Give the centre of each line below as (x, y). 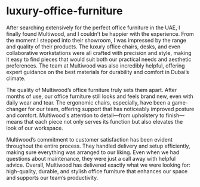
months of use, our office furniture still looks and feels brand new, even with (100, 96)
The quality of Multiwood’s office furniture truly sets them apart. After (92, 90)
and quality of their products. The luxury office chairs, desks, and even (93, 47)
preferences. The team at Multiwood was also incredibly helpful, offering (96, 65)
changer (16, 109)
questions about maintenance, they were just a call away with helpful (91, 158)
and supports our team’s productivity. (52, 177)
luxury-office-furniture (65, 11)
